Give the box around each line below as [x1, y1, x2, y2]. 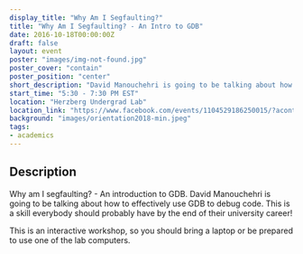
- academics [9, 131, 54, 140]
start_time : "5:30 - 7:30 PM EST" [9, 89, 140, 98]
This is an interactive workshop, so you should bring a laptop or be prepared [9, 225, 293, 236]
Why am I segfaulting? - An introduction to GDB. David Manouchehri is [9, 188, 271, 199]
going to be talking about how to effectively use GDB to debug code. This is [9, 198, 290, 209]
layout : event [9, 47, 63, 56]
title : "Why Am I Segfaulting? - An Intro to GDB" [9, 22, 204, 31]
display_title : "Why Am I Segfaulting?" [9, 13, 164, 23]
